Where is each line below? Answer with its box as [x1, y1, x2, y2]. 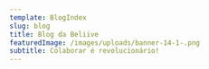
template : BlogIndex [9, 13, 88, 22]
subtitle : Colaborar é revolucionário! [9, 47, 160, 56]
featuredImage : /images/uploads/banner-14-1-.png [9, 38, 201, 47]
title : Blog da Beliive [9, 30, 100, 39]
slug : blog [9, 22, 51, 30]
